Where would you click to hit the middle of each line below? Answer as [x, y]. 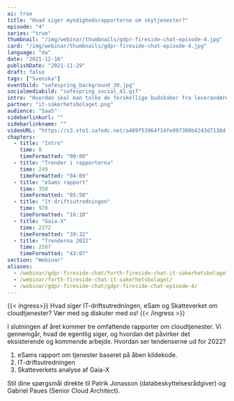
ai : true [20, 14]
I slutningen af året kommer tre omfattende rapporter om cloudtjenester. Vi [114, 327]
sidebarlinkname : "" [37, 124]
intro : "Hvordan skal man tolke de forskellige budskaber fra [99, 98]
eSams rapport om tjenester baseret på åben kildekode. [97, 355]
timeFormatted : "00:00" [54, 157]
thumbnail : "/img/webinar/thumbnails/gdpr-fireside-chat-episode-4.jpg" [115, 40]
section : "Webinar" [36, 260]
